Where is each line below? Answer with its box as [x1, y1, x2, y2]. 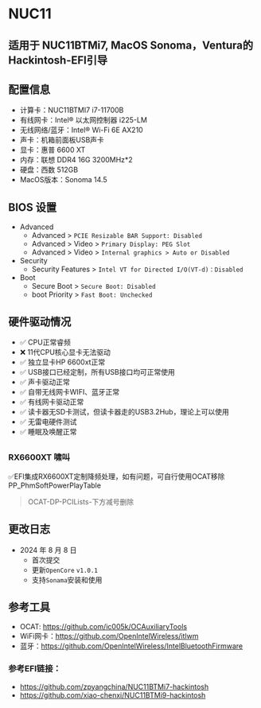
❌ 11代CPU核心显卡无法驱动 [19, 348, 111, 357]
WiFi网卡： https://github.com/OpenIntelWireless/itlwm [19, 632, 199, 641]
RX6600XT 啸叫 [8, 452, 70, 463]
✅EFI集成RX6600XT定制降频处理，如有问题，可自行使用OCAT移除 [8, 471, 225, 481]
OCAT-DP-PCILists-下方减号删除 [27, 496, 134, 506]
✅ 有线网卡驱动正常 [19, 397, 84, 407]
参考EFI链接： [8, 663, 61, 675]
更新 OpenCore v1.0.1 [31, 565, 98, 574]
